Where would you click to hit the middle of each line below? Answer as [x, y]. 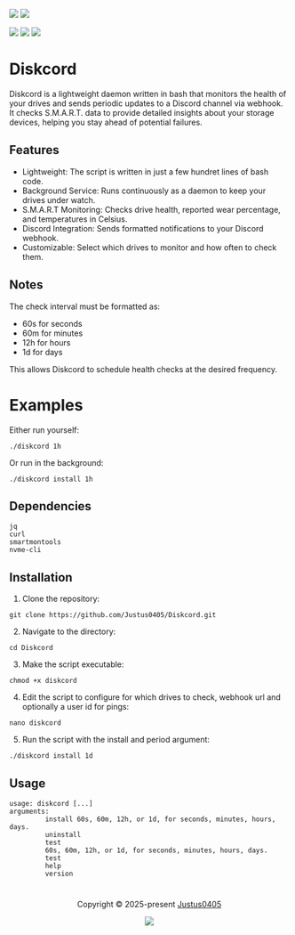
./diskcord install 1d [51, 756]
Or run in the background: [56, 462]
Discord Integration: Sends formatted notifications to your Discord [143, 228]
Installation [41, 577]
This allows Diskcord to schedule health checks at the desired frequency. [144, 369]
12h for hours [46, 342]
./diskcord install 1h [51, 479]
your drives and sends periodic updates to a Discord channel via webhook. [146, 103]
